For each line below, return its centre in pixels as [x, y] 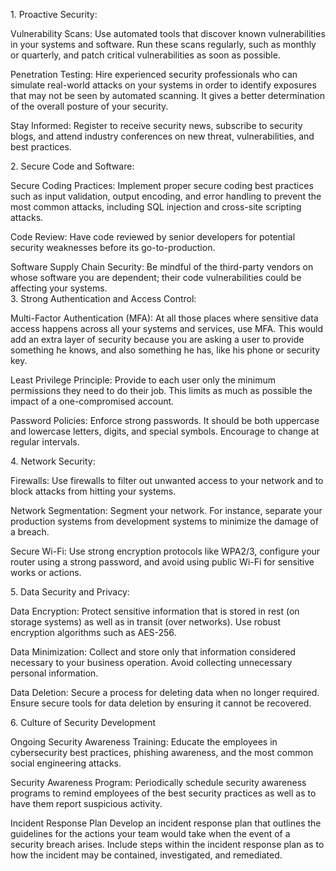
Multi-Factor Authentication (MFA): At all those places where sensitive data [164, 318]
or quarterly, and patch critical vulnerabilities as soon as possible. [145, 55]
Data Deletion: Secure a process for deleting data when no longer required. [165, 692]
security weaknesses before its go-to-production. [113, 247]
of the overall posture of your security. [89, 106]
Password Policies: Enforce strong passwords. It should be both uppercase [165, 420]
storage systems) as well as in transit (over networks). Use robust [145, 622]
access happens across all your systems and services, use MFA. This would [167, 328]
